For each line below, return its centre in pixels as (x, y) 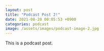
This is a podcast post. (29, 43)
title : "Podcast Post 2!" (33, 15)
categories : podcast (27, 24)
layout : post (19, 10)
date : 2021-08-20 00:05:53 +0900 (41, 19)
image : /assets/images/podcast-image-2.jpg (52, 29)
